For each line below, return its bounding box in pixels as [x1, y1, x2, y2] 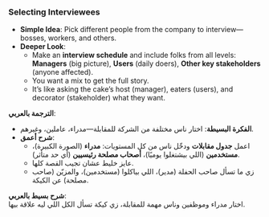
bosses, [19, 33, 47, 43]
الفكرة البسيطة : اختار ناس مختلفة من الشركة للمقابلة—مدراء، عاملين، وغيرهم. [19, 124, 255, 134]
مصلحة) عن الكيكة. [31, 175, 89, 185]
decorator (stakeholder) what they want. [31, 93, 166, 103]
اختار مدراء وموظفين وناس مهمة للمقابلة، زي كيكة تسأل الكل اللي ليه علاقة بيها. [8, 199, 246, 209]
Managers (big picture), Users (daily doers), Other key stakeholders [31, 59, 261, 68]
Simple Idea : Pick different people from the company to [19, 25, 205, 35]
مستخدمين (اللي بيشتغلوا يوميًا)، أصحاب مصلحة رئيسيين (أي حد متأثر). [31, 149, 240, 159]
